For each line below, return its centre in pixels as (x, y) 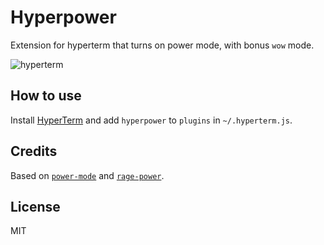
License (35, 206)
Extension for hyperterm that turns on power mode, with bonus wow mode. (162, 45)
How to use (46, 96)
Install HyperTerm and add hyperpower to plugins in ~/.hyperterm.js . (151, 120)
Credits (34, 151)
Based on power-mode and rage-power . (87, 175)
